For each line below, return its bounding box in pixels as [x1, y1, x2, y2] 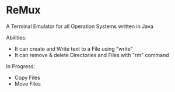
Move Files [14, 80, 41, 87]
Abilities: [6, 34, 27, 41]
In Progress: [6, 62, 35, 70]
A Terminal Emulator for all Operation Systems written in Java [6, 23, 153, 30]
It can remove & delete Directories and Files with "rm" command [14, 51, 169, 58]
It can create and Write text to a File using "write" [14, 45, 133, 52]
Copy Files [14, 74, 41, 81]
